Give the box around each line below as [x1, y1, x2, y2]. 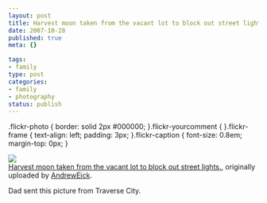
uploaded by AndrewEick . [8, 170, 93, 180]
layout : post [8, 11, 52, 20]
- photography [8, 92, 56, 100]
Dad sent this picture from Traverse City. [8, 186, 141, 196]
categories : [8, 77, 48, 86]
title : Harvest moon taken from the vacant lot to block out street [8, 19, 240, 27]
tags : [8, 56, 26, 64]
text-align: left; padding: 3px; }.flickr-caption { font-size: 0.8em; [34, 131, 242, 140]
